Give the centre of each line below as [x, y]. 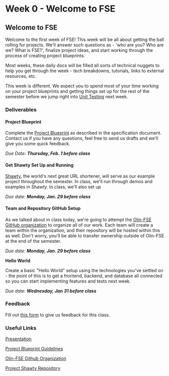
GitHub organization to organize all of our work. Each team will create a [79, 225]
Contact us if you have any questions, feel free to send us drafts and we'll [82, 138]
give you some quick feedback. [38, 144]
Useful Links [21, 328]
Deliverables [21, 110]
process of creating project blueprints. [45, 56]
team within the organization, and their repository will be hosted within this [83, 230]
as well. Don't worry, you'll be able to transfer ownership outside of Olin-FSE [85, 236]
